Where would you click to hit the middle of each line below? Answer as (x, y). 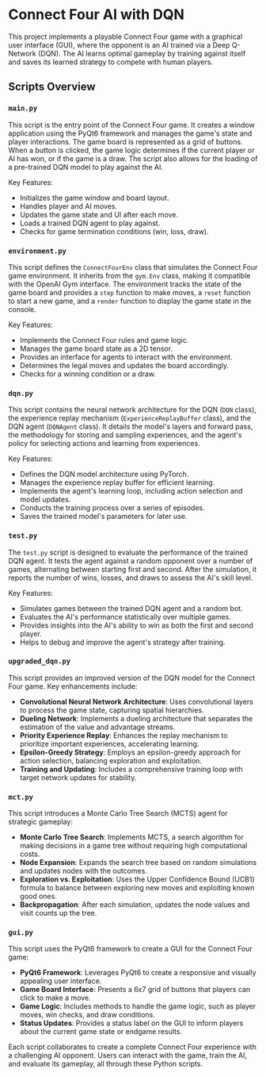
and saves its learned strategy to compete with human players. (111, 62)
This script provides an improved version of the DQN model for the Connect (132, 678)
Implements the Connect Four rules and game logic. (104, 340)
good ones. (38, 896)
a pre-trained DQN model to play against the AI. (86, 167)
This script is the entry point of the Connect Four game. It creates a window (131, 125)
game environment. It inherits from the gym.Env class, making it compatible (129, 275)
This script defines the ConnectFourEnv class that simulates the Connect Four (133, 267)
